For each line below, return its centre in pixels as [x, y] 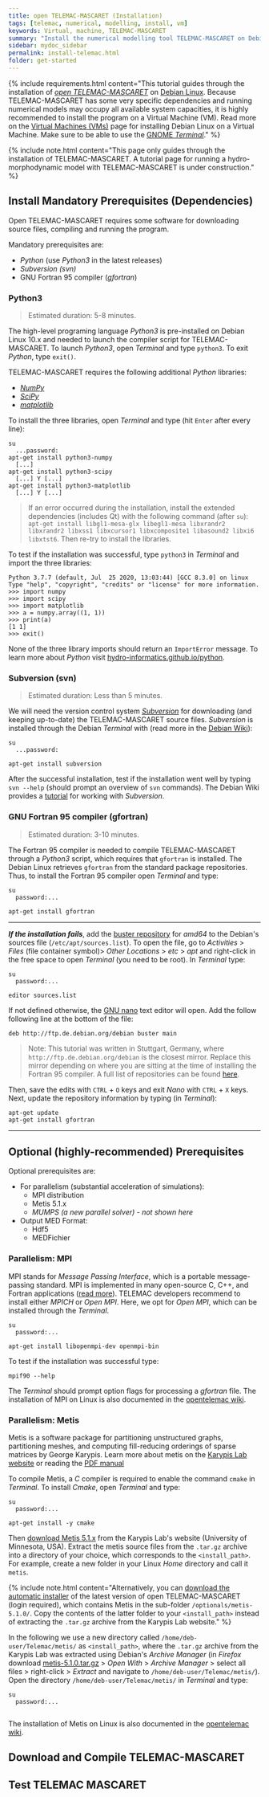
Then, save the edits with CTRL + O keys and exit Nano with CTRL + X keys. [128, 1089]
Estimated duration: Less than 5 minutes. [95, 696]
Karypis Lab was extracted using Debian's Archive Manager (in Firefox [125, 1654]
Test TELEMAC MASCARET [77, 1785]
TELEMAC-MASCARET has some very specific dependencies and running [130, 100]
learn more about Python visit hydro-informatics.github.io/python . [117, 657]
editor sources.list [43, 995]
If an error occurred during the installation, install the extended [131, 508]
